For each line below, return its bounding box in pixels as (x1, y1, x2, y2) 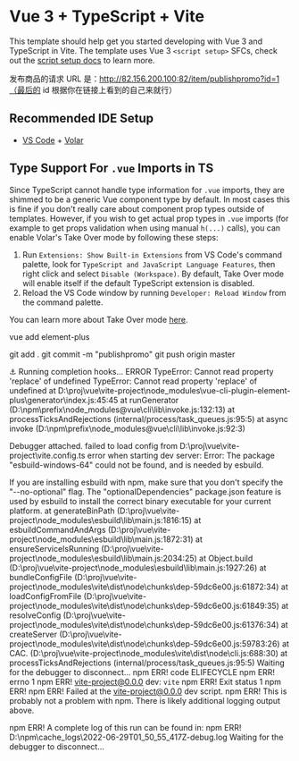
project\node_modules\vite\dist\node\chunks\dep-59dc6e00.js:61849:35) (9, 600, 279, 611)
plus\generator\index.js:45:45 (9, 394, 119, 405)
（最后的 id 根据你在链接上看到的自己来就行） (9, 84, 177, 95)
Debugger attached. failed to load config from (9, 440, 179, 451)
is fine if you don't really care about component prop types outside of (9, 203, 265, 214)
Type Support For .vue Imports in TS (9, 161, 214, 176)
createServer (9, 629, 58, 639)
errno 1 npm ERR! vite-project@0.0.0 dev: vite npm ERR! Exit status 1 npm (9, 676, 281, 687)
